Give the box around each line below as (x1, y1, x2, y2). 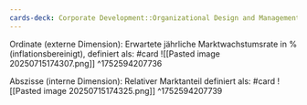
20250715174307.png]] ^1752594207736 (9, 58, 163, 68)
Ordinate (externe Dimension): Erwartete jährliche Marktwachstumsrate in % (9, 38, 298, 49)
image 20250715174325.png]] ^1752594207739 (43, 85, 223, 96)
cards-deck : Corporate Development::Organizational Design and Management (9, 13, 301, 23)
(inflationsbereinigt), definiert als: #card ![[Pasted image (9, 47, 221, 59)
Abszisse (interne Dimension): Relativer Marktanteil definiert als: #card (9, 75, 276, 87)
